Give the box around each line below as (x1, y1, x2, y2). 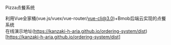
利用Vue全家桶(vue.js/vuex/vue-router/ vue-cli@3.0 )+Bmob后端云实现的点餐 (5, 15, 166, 21)
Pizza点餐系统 (5, 5, 35, 10)
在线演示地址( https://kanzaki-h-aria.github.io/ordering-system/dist (5, 28, 146, 34)
